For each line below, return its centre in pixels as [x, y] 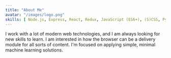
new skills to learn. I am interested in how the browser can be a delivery [80, 39]
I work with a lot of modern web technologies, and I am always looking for [83, 34]
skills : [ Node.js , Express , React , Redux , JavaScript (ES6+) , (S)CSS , [83, 19]
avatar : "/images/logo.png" [35, 15]
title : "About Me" [25, 10]
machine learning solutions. [34, 50]
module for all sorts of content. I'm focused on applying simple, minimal [80, 45]
